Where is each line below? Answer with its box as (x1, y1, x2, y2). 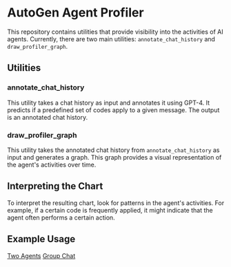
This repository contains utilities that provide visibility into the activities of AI (7, 28, 223, 36)
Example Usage (7, 233, 76, 245)
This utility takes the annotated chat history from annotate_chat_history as (7, 146, 220, 154)
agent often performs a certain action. (7, 213, 115, 222)
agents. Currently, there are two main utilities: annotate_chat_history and (7, 34, 216, 43)
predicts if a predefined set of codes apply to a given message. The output (7, 105, 220, 114)
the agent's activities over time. (7, 160, 97, 169)
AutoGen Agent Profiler (7, 5, 144, 21)
